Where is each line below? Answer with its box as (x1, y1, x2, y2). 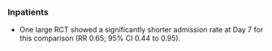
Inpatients (7, 6, 50, 18)
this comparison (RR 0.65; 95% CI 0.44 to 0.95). (19, 33, 181, 43)
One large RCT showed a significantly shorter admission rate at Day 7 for (19, 25, 264, 35)
